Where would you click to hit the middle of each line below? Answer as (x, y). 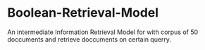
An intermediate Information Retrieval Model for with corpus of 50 (103, 32)
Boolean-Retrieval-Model (83, 13)
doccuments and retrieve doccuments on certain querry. (89, 39)
